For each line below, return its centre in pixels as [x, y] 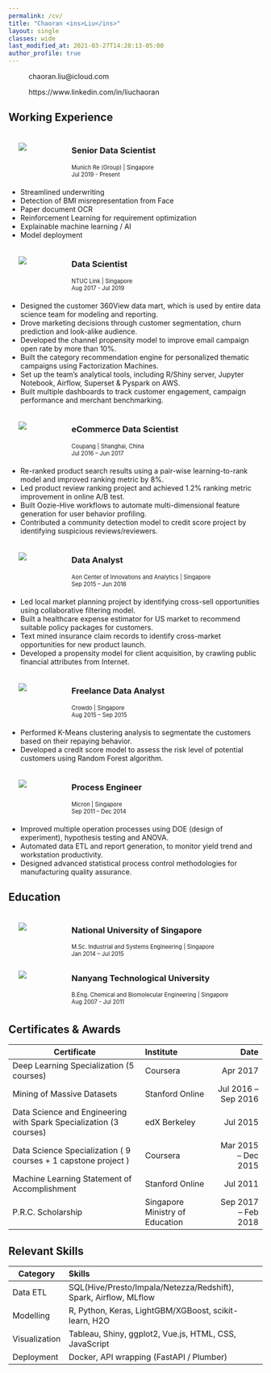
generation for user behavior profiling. [83, 513]
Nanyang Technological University [141, 978]
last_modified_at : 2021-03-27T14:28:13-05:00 [86, 46]
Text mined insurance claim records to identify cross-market [121, 636]
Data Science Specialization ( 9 [72, 1151]
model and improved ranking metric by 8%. [92, 479]
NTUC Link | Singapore [102, 281]
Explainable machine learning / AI [75, 226]
